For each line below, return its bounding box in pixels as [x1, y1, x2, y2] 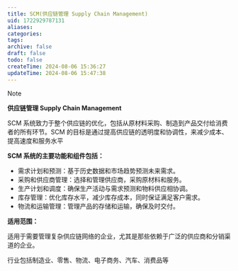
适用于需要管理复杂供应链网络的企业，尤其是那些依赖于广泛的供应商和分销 [7, 231, 225, 241]
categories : [7, 30, 42, 38]
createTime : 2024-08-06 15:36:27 [7, 63, 106, 70]
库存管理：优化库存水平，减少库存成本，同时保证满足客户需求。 [17, 192, 204, 202]
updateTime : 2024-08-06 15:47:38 [7, 69, 106, 76]
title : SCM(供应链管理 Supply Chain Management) [7, 10, 149, 18]
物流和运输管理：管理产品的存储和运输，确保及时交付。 [17, 202, 179, 210]
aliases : [7, 23, 33, 30]
